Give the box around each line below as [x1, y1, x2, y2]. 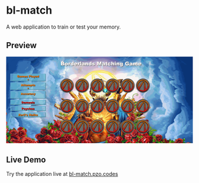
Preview [6, 40, 37, 51]
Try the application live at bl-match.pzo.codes [6, 171, 118, 178]
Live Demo [6, 154, 46, 165]
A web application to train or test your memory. [6, 23, 121, 30]
